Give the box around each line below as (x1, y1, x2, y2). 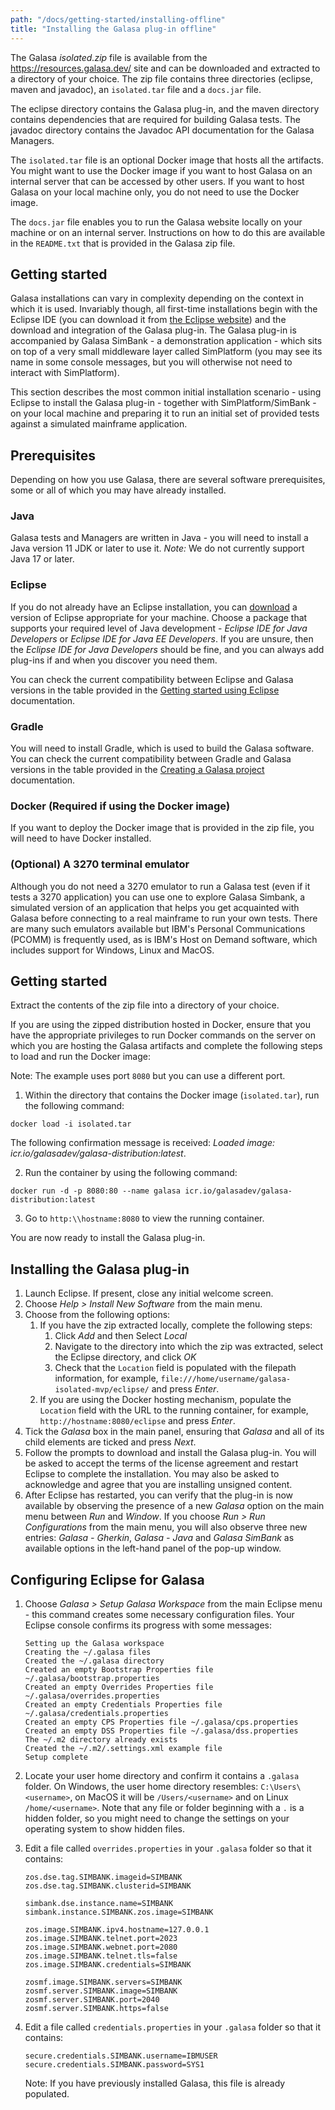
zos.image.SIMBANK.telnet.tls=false (24, 1951, 178, 1961)
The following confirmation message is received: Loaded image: (10, 1137, 276, 1149)
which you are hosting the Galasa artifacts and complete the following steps (10, 1040, 323, 1052)
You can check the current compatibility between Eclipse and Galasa (10, 673, 294, 685)
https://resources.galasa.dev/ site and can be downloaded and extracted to (10, 62, 321, 74)
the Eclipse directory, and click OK (54, 1351, 197, 1363)
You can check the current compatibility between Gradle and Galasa (10, 753, 292, 765)
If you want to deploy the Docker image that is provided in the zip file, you (10, 822, 315, 834)
